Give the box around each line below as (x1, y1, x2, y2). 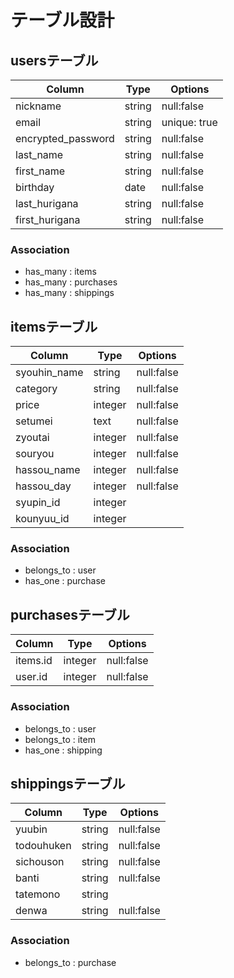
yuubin (15, 822, 48, 836)
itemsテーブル (10, 318, 98, 335)
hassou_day (15, 479, 72, 493)
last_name (15, 148, 64, 161)
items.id (15, 654, 53, 668)
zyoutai (15, 431, 50, 445)
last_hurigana (15, 197, 79, 210)
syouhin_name (15, 366, 84, 380)
